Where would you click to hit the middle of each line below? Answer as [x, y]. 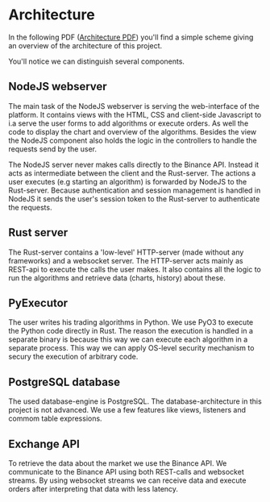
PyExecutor [38, 303]
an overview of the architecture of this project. [85, 45]
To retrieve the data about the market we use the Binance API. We [118, 463]
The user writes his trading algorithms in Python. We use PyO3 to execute [131, 322]
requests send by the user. [53, 149]
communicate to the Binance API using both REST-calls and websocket [126, 472]
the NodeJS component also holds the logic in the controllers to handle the [133, 140]
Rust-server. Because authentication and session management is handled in [135, 190]
